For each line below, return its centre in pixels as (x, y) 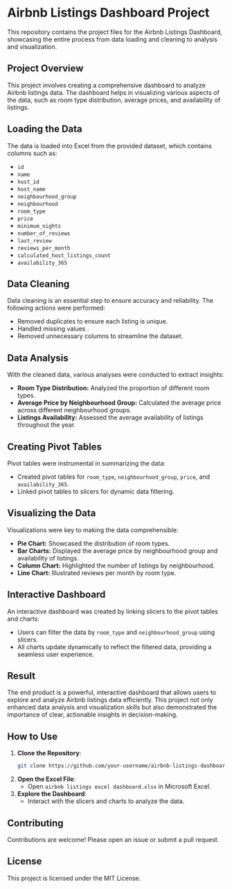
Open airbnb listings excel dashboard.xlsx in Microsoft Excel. (119, 786)
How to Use (33, 736)
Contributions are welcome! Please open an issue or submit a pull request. (113, 839)
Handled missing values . (53, 329)
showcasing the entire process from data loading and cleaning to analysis (113, 39)
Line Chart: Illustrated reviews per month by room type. (97, 572)
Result (21, 676)
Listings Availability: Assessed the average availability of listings (110, 418)
